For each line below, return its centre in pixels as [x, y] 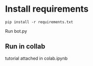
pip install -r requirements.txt [39, 22]
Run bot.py [16, 31]
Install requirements [47, 9]
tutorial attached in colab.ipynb [36, 58]
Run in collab [25, 47]
